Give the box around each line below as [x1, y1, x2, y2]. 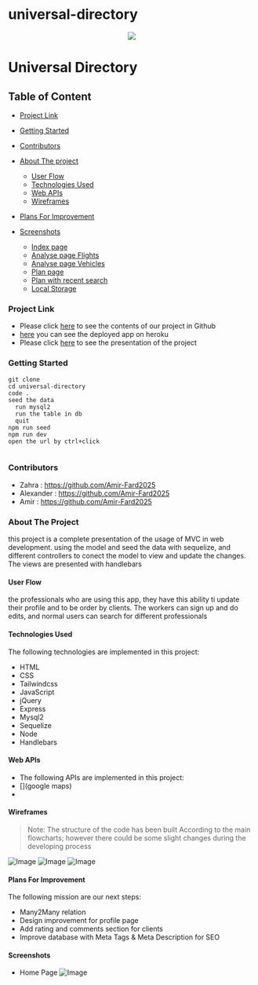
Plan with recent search [31, 275, 108, 284]
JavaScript [19, 687, 55, 697]
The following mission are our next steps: [8, 892, 141, 902]
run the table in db [15, 410, 82, 418]
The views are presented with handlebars [8, 559, 143, 569]
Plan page [31, 267, 64, 276]
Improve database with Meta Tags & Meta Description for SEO [19, 932, 220, 942]
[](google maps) [19, 781, 72, 790]
